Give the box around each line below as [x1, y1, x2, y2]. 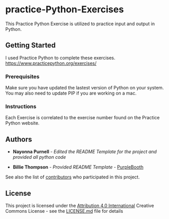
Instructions [5, 103, 37, 110]
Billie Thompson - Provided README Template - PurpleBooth [12, 164, 144, 170]
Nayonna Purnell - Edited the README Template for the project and [12, 149, 157, 155]
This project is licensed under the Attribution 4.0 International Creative [5, 202, 154, 209]
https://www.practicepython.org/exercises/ [5, 60, 97, 66]
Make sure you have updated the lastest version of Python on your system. [5, 85, 164, 91]
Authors [5, 135, 32, 143]
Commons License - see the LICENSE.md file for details [5, 208, 123, 214]
